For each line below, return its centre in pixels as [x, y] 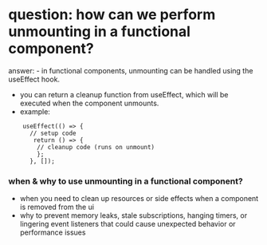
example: [35, 111]
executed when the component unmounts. [89, 103]
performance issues [53, 232]
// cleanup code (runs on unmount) [96, 147]
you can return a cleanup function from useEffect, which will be [124, 94]
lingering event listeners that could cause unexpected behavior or [128, 224]
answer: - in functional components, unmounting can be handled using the [131, 70]
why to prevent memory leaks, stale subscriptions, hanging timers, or [133, 215]
